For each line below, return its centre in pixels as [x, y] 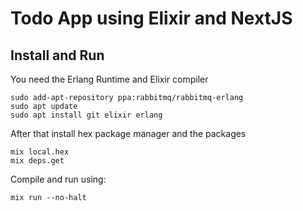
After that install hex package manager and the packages [128, 133]
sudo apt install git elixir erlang [86, 115]
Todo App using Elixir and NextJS [151, 18]
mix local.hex [40, 152]
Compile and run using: [58, 179]
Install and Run [57, 55]
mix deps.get [37, 161]
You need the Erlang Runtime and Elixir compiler [109, 79]
